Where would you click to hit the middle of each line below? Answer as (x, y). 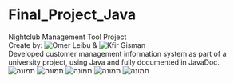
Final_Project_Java (72, 15)
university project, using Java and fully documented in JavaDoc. (114, 62)
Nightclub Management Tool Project (67, 37)
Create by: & (53, 45)
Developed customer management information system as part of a (117, 53)
